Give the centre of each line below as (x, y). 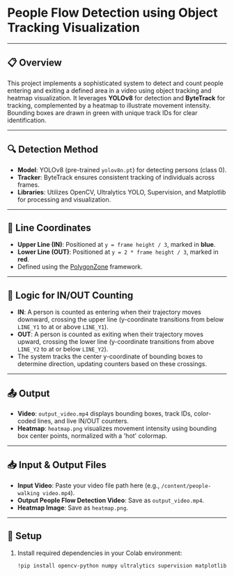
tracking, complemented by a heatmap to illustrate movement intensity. (109, 105)
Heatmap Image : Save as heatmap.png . (73, 508)
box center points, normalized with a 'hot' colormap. (92, 436)
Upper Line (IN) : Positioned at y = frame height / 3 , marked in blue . (116, 245)
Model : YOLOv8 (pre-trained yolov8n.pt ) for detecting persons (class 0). (122, 169)
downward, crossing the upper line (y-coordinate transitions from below (120, 319)
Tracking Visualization (74, 28)
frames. (28, 184)
